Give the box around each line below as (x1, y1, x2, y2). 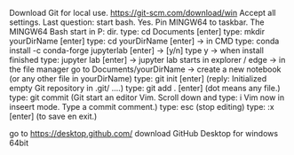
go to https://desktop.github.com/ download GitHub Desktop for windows (9, 128, 278, 138)
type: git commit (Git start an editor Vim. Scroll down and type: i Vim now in (9, 92, 285, 103)
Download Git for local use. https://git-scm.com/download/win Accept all (9, 8, 276, 18)
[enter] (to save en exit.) (9, 111, 98, 121)
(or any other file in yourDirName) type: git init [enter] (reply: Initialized (9, 74, 267, 83)
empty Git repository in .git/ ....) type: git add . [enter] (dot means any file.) (9, 83, 282, 93)
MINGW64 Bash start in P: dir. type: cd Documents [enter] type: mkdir (9, 27, 266, 36)
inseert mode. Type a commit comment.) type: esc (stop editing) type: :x (9, 102, 274, 112)
